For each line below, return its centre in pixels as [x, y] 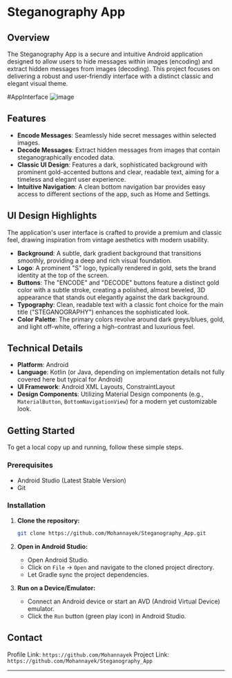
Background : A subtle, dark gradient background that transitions [109, 253]
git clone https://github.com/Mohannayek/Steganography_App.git [112, 533]
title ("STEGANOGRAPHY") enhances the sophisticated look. [103, 312]
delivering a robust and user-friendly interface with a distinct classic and [110, 76]
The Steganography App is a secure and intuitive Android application [105, 54]
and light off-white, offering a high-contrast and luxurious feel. [106, 326]
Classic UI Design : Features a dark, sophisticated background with [113, 164]
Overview [29, 38]
